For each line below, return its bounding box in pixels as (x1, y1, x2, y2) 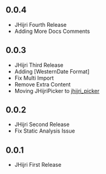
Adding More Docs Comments (14, 27, 90, 35)
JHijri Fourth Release (14, 21, 67, 28)
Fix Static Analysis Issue (14, 127, 75, 134)
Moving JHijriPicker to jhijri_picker (14, 87, 100, 94)
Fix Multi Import (14, 74, 54, 82)
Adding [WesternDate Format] (14, 68, 90, 75)
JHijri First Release (14, 161, 62, 169)
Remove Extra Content (14, 80, 71, 88)
